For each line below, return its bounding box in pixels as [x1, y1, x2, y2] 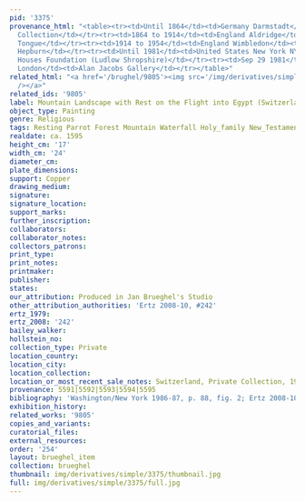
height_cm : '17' [9, 140, 71, 149]
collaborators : [9, 225, 67, 234]
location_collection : [9, 368, 92, 377]
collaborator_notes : [9, 233, 88, 242]
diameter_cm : [9, 156, 59, 166]
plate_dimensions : [9, 166, 79, 175]
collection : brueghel [9, 461, 92, 471]
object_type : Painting [9, 106, 95, 115]
